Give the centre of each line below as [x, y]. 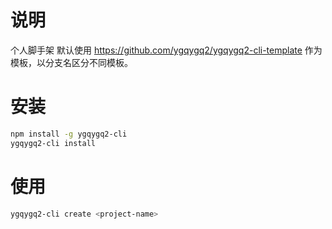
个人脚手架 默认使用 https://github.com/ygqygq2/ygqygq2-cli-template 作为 [166, 50]
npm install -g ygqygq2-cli [69, 134]
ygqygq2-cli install [53, 143]
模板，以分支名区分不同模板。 [71, 62]
